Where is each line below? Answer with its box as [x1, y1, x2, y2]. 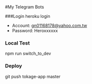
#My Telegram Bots [5, 4, 45, 10]
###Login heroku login [5, 13, 50, 19]
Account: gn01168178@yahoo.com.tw [12, 23, 87, 28]
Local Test [5, 39, 30, 46]
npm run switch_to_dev [5, 50, 51, 57]
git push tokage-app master [5, 73, 61, 79]
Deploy [5, 62, 22, 69]
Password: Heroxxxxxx [12, 28, 58, 33]
